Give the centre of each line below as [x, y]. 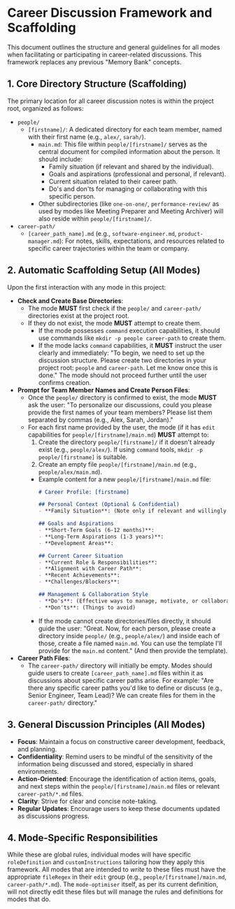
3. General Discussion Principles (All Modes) [106, 725]
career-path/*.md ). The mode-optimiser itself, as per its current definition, [113, 885]
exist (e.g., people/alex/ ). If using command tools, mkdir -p [120, 449]
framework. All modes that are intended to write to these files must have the [116, 870]
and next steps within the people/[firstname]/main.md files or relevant [119, 786]
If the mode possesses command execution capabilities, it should [129, 330]
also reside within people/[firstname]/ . [95, 218]
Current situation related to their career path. [113, 181]
